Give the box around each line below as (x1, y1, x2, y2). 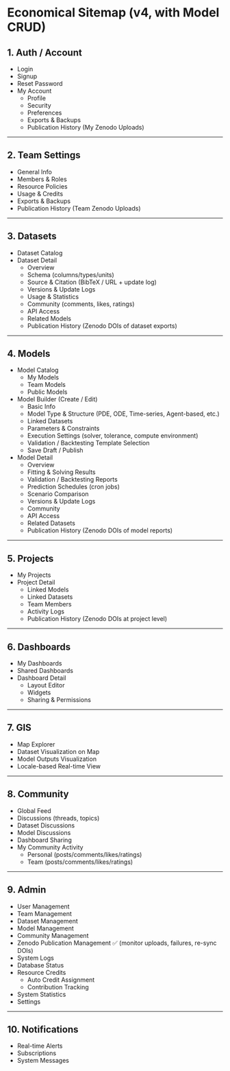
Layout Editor (27, 681, 65, 690)
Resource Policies (16, 182, 68, 190)
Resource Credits (16, 968, 66, 976)
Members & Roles (16, 175, 67, 183)
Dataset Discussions (16, 821, 75, 829)
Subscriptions (16, 1049, 57, 1057)
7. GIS (7, 722, 32, 733)
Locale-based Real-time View (16, 762, 101, 770)
